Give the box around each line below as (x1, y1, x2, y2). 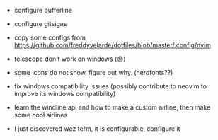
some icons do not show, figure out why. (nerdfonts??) (13, 69, 173, 76)
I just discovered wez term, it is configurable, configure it (13, 124, 180, 133)
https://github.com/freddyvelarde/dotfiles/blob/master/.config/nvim (13, 41, 211, 49)
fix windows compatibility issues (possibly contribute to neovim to (13, 82, 207, 91)
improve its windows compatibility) (13, 90, 116, 98)
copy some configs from (13, 33, 86, 42)
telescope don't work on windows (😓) (13, 54, 126, 63)
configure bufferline (13, 6, 73, 14)
